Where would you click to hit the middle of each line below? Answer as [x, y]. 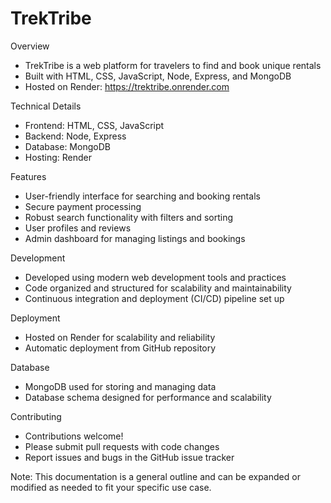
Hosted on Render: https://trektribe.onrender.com [127, 86]
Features [28, 176]
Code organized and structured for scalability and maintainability [158, 288]
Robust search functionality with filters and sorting [128, 217]
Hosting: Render [58, 157]
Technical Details [46, 106]
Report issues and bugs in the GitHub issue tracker [129, 457]
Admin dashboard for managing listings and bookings [135, 238]
